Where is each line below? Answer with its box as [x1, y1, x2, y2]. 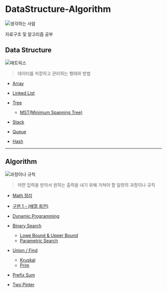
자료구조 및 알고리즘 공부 [5, 31, 53, 37]
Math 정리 [12, 192, 32, 198]
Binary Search [12, 223, 42, 229]
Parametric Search [19, 238, 58, 244]
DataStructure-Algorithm [5, 3, 111, 15]
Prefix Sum [12, 272, 35, 278]
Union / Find [12, 247, 38, 253]
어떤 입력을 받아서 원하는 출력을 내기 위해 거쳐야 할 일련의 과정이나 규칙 [17, 182, 156, 188]
